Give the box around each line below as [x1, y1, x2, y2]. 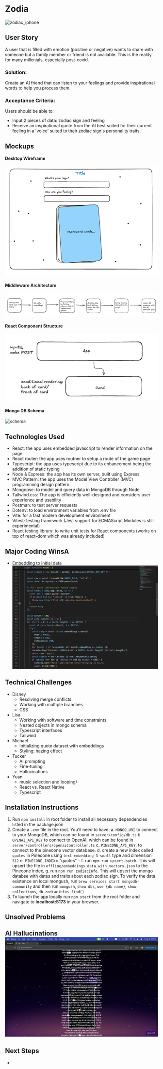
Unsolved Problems [5, 913, 65, 921]
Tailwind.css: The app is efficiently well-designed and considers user [12, 492, 151, 498]
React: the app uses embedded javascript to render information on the [12, 445, 153, 451]
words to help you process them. [5, 85, 71, 91]
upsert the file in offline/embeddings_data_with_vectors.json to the [12, 863, 148, 868]
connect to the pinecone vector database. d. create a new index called [12, 847, 153, 853]
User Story [5, 34, 38, 42]
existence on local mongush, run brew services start [12, 878, 120, 884]
